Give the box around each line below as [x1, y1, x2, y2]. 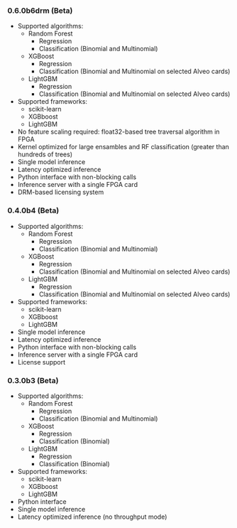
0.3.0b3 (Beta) [7, 375, 59, 385]
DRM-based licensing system [17, 188, 104, 197]
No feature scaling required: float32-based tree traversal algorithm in [17, 127, 220, 136]
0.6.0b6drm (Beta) [7, 6, 73, 16]
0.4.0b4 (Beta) [7, 205, 60, 215]
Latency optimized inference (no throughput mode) [17, 512, 167, 521]
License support [17, 357, 66, 366]
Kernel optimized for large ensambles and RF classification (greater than [17, 143, 229, 151]
